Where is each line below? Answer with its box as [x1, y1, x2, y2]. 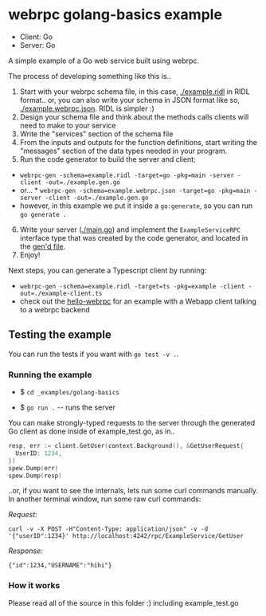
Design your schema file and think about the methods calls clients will [19, 112, 249, 121]
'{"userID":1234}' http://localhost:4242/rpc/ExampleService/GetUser [8, 532, 244, 540]
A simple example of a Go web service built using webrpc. [8, 56, 199, 65]
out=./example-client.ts [19, 289, 103, 297]
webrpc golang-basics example [8, 6, 223, 24]
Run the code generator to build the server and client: [19, 154, 197, 164]
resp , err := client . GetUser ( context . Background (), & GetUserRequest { [8, 442, 244, 450]
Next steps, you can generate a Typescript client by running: [8, 265, 207, 275]
